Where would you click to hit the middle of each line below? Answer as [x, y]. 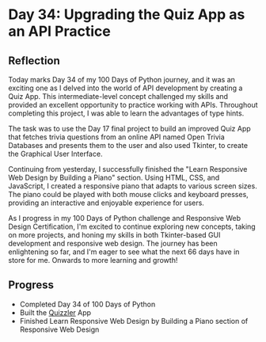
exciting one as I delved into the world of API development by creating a [125, 88]
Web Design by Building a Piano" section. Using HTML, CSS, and [114, 177]
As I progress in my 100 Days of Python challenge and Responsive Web [125, 218]
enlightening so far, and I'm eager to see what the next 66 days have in [124, 252]
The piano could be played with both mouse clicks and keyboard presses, [129, 194]
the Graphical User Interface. [55, 154]
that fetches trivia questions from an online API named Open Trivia [117, 137]
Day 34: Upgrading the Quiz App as [127, 15]
